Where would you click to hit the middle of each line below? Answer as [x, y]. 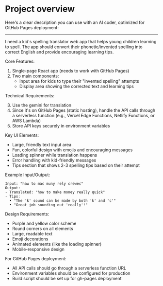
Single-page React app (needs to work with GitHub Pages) [71, 71]
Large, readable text [32, 233]
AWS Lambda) [26, 121]
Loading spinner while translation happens [55, 155]
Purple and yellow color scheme [44, 223]
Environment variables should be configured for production [71, 273]
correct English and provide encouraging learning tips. [59, 52]
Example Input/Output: [27, 175]
